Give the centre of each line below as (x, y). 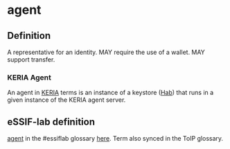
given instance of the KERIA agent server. (67, 100)
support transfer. (31, 60)
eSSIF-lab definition (51, 122)
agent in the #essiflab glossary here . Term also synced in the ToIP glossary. (115, 139)
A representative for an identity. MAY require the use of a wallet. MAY (106, 52)
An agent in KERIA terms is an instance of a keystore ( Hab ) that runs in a (110, 93)
